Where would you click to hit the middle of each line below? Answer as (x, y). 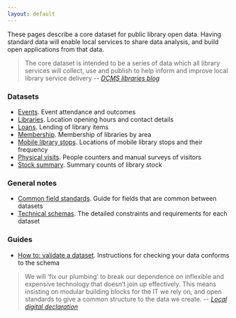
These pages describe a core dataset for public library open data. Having (114, 34)
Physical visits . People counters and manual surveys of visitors (109, 157)
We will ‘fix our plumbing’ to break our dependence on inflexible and (124, 276)
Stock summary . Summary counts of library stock (90, 165)
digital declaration (51, 307)
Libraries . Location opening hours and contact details (95, 119)
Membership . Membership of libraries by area (84, 134)
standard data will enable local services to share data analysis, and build (113, 42)
